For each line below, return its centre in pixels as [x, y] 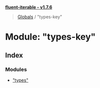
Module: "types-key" [50, 37]
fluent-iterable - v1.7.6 [29, 7]
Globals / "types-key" [40, 17]
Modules [16, 69]
